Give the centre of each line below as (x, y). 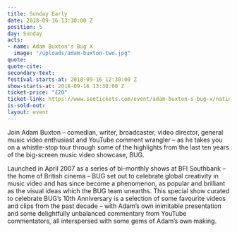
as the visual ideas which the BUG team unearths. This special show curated (119, 190)
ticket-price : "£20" (38, 92)
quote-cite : (25, 66)
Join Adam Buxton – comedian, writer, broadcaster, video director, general (115, 132)
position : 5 (25, 27)
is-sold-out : (26, 106)
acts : (15, 40)
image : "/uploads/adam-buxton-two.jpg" (72, 54)
